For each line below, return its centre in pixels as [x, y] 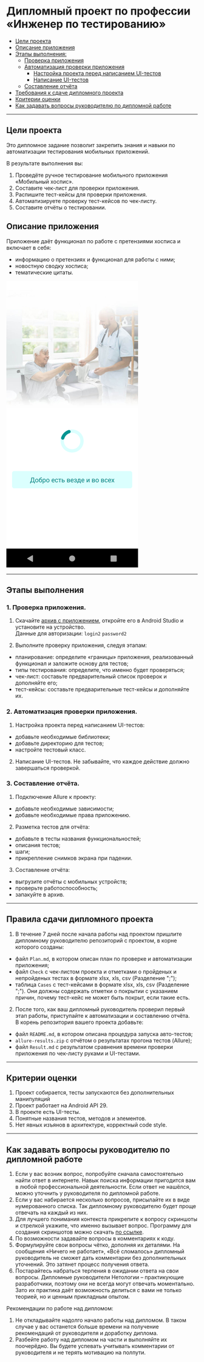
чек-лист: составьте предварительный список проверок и [91, 677]
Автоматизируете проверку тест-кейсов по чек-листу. [86, 201]
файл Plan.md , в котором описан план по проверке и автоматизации [104, 958]
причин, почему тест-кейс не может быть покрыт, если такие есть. [102, 997]
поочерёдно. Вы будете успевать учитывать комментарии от [95, 1346]
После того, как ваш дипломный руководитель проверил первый [100, 1009]
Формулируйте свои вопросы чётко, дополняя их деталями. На [97, 1245]
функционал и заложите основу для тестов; [72, 663]
